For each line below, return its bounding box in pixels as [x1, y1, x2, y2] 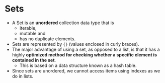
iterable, [19, 25, 37, 31]
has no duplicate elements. [19, 36, 76, 42]
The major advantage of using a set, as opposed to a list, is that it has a [12, 46, 160, 52]
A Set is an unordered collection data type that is [12, 20, 114, 26]
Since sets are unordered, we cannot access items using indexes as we [12, 67, 160, 73]
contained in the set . [12, 57, 56, 63]
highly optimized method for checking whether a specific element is [12, 51, 157, 58]
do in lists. [12, 73, 34, 79]
